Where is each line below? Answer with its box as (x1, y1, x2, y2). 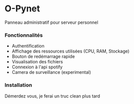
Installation (4, 82, 33, 89)
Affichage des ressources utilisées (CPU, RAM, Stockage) (11, 48, 130, 54)
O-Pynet (4, 3, 41, 14)
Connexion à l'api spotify (11, 64, 63, 70)
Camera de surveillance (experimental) (11, 69, 91, 75)
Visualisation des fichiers (11, 59, 63, 65)
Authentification (11, 43, 45, 49)
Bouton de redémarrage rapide (11, 53, 75, 59)
